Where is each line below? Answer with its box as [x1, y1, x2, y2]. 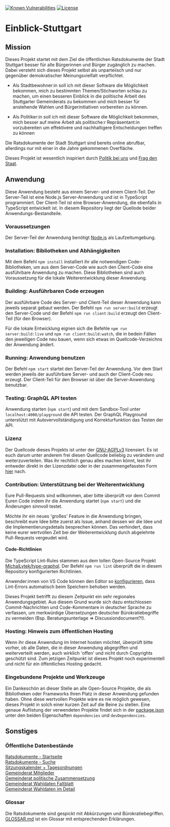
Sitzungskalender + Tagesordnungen [5, 764, 82, 771]
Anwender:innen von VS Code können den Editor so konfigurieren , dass [5, 578, 155, 585]
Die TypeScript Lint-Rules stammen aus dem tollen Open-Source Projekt [5, 558, 156, 564]
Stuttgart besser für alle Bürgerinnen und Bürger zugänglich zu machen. [5, 62, 156, 68]
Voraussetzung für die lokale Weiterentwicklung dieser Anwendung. [5, 275, 147, 281]
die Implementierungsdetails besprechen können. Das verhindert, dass [5, 524, 153, 530]
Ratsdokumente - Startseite [5, 754, 63, 760]
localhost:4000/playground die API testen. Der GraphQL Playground [5, 412, 147, 418]
